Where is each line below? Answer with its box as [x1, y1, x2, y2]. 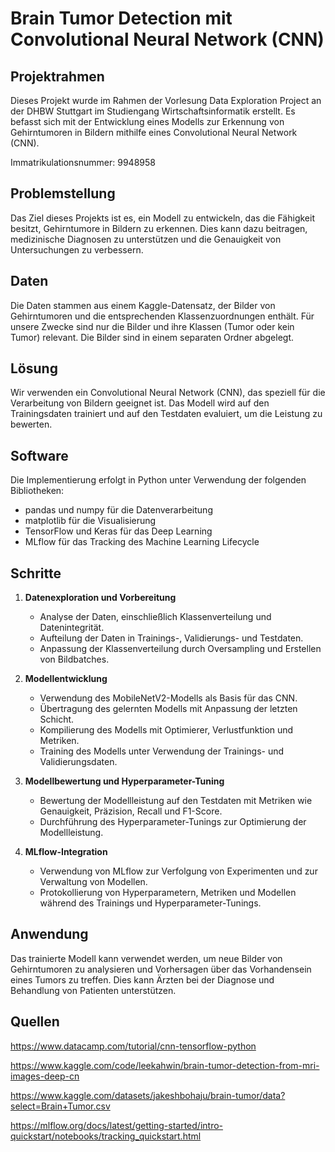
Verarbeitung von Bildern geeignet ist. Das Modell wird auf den [10, 397, 270, 409]
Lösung [10, 360, 58, 377]
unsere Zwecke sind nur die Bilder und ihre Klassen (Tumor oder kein [10, 320, 295, 332]
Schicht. [39, 713, 75, 726]
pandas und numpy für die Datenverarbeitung [24, 504, 213, 516]
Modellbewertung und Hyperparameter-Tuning [24, 775, 225, 787]
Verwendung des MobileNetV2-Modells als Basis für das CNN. [39, 692, 298, 704]
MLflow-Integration [24, 846, 108, 858]
